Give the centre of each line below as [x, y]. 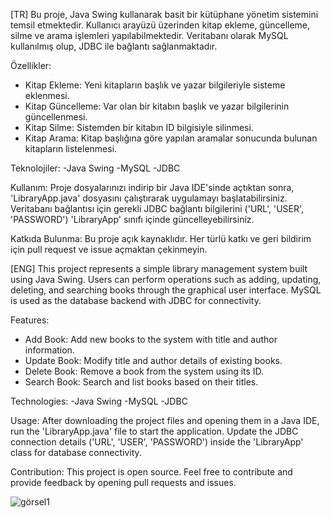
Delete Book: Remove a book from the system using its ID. [144, 371]
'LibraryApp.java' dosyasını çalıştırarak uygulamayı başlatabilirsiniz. [149, 198]
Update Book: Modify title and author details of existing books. [153, 360]
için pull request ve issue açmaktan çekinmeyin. [109, 249]
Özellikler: [31, 65]
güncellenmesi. [56, 117]
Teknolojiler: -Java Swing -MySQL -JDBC [95, 168]
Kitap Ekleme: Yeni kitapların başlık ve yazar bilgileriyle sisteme [155, 85]
